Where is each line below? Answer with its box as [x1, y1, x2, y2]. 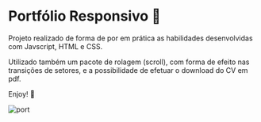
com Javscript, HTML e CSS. [8, 41, 103, 51]
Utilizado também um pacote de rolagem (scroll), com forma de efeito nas [8, 57, 250, 67]
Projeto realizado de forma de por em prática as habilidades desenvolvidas [8, 33, 253, 43]
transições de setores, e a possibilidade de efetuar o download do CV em [8, 65, 248, 74]
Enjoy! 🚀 [8, 89, 36, 98]
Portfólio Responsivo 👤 [8, 7, 161, 25]
